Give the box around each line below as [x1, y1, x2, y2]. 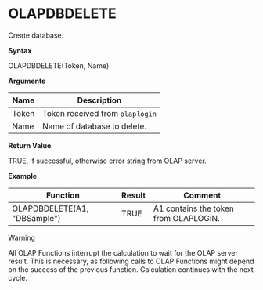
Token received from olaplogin [41, 107, 157, 118]
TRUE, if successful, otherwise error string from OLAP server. [8, 156, 207, 165]
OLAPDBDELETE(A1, [12, 203, 89, 214]
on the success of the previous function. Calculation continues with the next [8, 264, 254, 274]
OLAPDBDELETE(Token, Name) [8, 60, 110, 71]
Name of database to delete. [41, 121, 147, 132]
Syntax [8, 45, 32, 55]
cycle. [8, 273, 27, 282]
